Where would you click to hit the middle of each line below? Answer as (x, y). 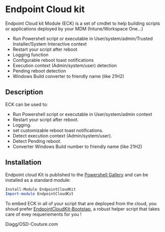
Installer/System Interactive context (50, 44)
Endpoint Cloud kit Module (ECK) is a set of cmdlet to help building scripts (83, 23)
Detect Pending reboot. (37, 141)
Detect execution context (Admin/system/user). (62, 136)
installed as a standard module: (38, 180)
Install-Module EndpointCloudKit (41, 189)
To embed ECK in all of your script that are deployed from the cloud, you (81, 204)
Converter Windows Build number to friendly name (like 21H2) (77, 146)
